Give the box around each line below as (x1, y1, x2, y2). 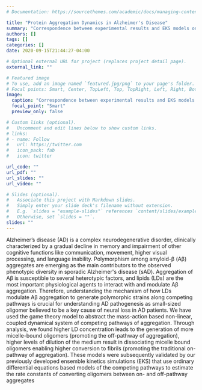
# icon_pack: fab (6, 147, 55, 153)
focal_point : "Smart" (11, 103, 66, 109)
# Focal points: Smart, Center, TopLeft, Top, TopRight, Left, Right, (6, 86, 187, 92)
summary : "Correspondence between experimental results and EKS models (6, 25, 189, 31)
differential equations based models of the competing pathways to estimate (6, 364, 194, 371)
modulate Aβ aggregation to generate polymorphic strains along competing (6, 293, 193, 301)
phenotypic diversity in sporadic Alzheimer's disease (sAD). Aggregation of (6, 268, 194, 275)
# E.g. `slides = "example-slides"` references (6, 208, 133, 214)
